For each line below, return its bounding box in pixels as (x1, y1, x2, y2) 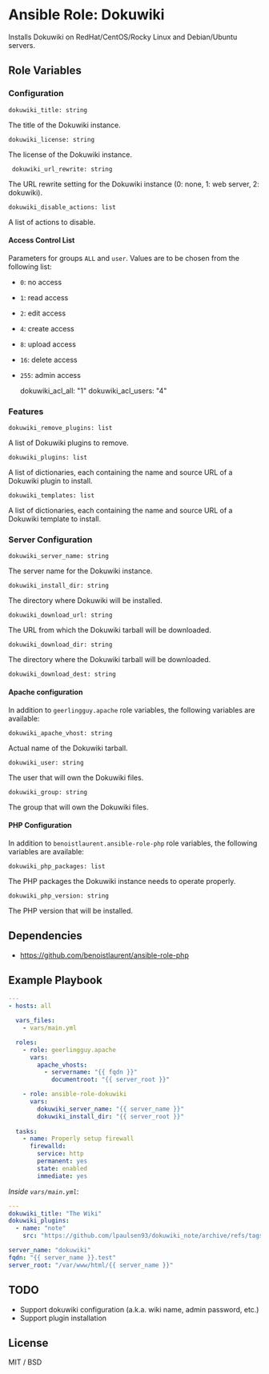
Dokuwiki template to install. (8, 514, 102, 524)
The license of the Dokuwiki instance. (8, 150, 132, 159)
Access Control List (8, 235, 75, 245)
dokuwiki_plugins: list (8, 454, 88, 462)
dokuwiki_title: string (8, 106, 88, 114)
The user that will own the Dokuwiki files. (8, 773, 144, 782)
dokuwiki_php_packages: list (8, 862, 106, 870)
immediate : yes (37, 1171, 88, 1180)
